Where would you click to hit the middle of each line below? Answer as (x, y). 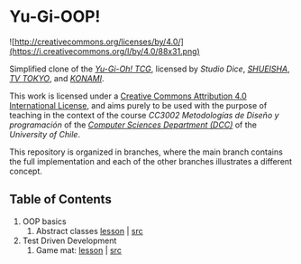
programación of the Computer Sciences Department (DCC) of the (133, 125)
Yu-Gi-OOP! (55, 17)
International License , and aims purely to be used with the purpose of (138, 105)
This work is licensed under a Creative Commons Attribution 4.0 (128, 96)
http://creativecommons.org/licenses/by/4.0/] (100, 42)
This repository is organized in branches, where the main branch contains (146, 152)
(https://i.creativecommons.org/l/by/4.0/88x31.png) (105, 51)
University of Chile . (45, 134)
